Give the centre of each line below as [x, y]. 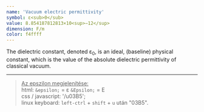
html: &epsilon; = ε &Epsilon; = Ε [63, 90]
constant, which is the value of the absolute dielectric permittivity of [91, 59]
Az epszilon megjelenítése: [55, 83]
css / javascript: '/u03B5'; [53, 96]
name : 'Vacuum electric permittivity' [55, 12]
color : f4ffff [24, 35]
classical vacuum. [29, 66]
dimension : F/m [25, 29]
